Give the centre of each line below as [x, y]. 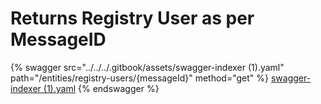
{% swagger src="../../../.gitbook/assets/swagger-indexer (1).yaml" [147, 67]
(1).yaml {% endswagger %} [101, 88]
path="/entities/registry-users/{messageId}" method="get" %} [140, 78]
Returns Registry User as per [132, 18]
